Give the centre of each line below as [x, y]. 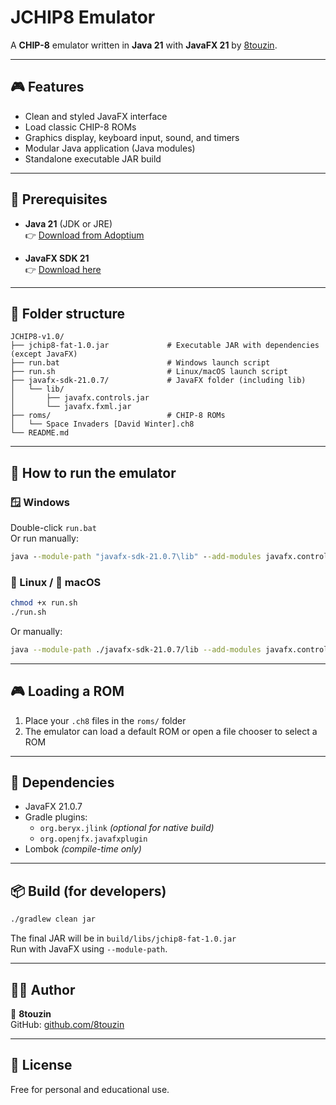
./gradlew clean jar [53, 919]
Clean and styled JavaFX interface [96, 116]
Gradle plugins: [56, 817]
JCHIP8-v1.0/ [37, 337]
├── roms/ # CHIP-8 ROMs [118, 416]
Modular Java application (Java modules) [110, 148]
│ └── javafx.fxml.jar [71, 407]
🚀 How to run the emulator [93, 472]
